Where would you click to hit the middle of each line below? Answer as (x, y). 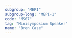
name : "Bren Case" (24, 28)
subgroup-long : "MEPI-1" (31, 14)
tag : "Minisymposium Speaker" (36, 23)
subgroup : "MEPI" (23, 10)
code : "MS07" (19, 19)
